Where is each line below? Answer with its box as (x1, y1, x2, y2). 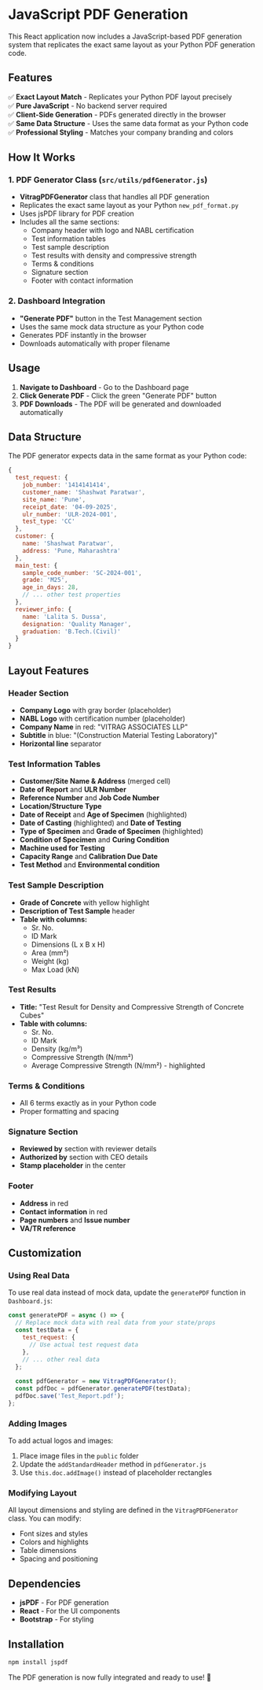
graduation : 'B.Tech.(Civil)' (22, 628, 122, 636)
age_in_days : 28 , (22, 584, 79, 591)
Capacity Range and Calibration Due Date (19, 852, 159, 862)
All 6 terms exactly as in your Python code (19, 1099, 157, 1108)
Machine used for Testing (19, 843, 105, 853)
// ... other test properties (22, 591, 122, 599)
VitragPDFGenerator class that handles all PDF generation (19, 192, 210, 202)
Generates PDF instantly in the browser (19, 330, 147, 339)
